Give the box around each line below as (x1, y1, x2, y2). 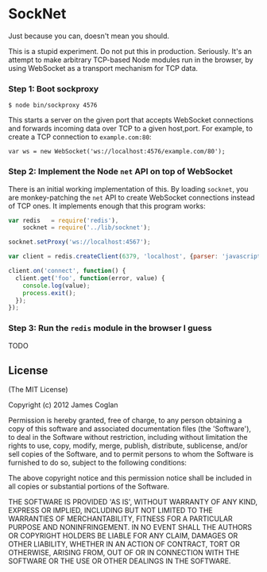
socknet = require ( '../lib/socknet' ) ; (22, 224, 151, 232)
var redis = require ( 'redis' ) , (8, 216, 119, 224)
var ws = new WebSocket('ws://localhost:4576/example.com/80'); (8, 148, 226, 156)
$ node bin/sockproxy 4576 (8, 101, 98, 110)
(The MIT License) (8, 385, 69, 395)
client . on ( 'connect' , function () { (8, 267, 126, 275)
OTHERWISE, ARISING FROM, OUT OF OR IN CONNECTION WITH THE (8, 548, 240, 558)
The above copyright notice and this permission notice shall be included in (8, 473, 252, 483)
